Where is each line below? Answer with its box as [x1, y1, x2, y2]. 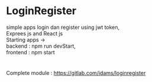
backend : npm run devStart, [6, 42, 76, 50]
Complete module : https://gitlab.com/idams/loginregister [6, 70, 146, 77]
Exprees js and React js [6, 29, 63, 37]
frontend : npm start [6, 48, 55, 55]
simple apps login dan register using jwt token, [6, 24, 120, 31]
